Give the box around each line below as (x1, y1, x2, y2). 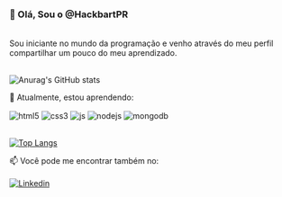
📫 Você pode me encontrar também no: (9, 155, 159, 166)
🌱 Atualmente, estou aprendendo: (9, 92, 134, 103)
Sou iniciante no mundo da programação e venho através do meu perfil (9, 38, 274, 49)
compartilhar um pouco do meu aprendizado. (9, 48, 177, 58)
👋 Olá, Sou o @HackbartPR (9, 8, 129, 21)
